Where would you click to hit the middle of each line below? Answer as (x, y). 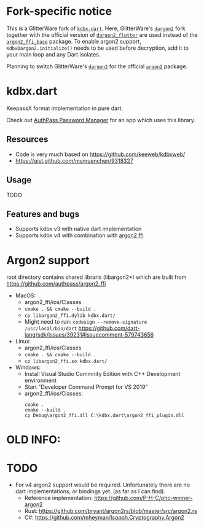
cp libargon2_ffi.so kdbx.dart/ (66, 361)
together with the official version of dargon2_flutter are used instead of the (102, 34)
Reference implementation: (59, 498)
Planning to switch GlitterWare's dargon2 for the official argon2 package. (97, 66)
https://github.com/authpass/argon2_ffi (56, 284)
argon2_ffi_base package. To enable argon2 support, (74, 41)
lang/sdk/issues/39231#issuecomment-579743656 (89, 335)
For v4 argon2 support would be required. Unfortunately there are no (103, 485)
